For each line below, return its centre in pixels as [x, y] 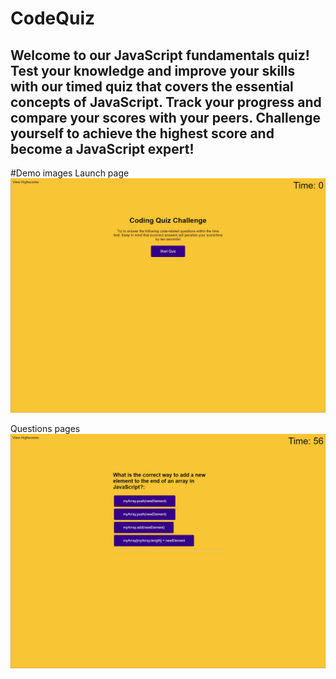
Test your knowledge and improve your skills [153, 70]
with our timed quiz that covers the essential [152, 86]
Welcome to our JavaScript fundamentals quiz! [160, 55]
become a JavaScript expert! [102, 148]
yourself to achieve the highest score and [142, 133]
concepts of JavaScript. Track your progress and [166, 102]
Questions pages [45, 429]
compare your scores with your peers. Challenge [166, 117]
